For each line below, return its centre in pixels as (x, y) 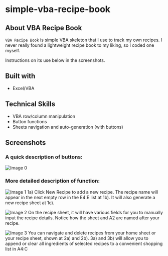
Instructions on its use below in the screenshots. (55, 60)
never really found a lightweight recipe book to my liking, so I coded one (80, 45)
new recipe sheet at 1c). (30, 203)
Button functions (30, 121)
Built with (20, 76)
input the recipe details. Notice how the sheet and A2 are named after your (82, 218)
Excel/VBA (23, 88)
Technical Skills (30, 104)
